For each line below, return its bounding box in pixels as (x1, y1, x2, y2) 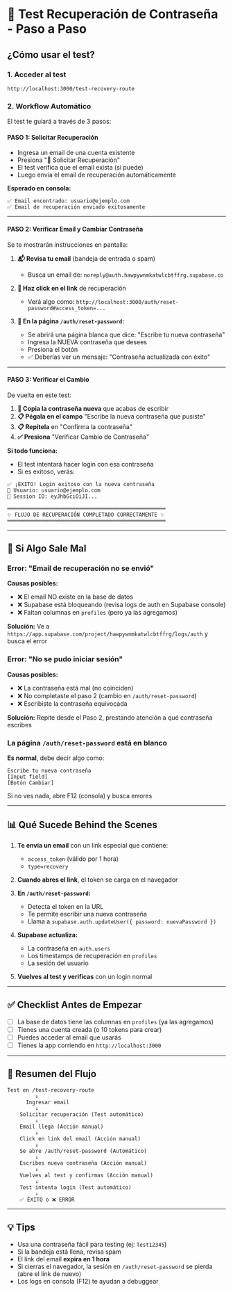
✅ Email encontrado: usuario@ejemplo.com (7, 197, 130, 204)
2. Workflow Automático (7, 101, 92, 111)
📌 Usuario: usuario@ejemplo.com (7, 487, 101, 494)
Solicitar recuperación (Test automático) (19, 1111, 144, 1118)
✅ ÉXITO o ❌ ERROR (19, 1196, 75, 1203)
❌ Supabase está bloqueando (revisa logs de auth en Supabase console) (17, 601, 226, 609)
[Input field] (7, 773, 49, 781)
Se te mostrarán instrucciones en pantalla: (7, 240, 128, 249)
